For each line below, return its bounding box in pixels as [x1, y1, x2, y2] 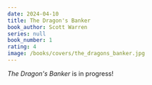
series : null [7, 30, 46, 38]
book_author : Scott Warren [7, 23, 88, 30]
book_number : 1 [7, 37, 53, 44]
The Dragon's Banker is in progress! [7, 69, 114, 78]
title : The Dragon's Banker [7, 17, 91, 24]
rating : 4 [7, 43, 37, 50]
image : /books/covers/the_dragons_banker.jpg [7, 50, 145, 57]
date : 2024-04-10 [7, 10, 59, 18]
